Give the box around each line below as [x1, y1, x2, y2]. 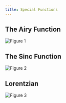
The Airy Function [5, 25, 61, 34]
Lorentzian [5, 79, 39, 88]
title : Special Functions [5, 7, 58, 12]
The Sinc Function [5, 52, 62, 61]
